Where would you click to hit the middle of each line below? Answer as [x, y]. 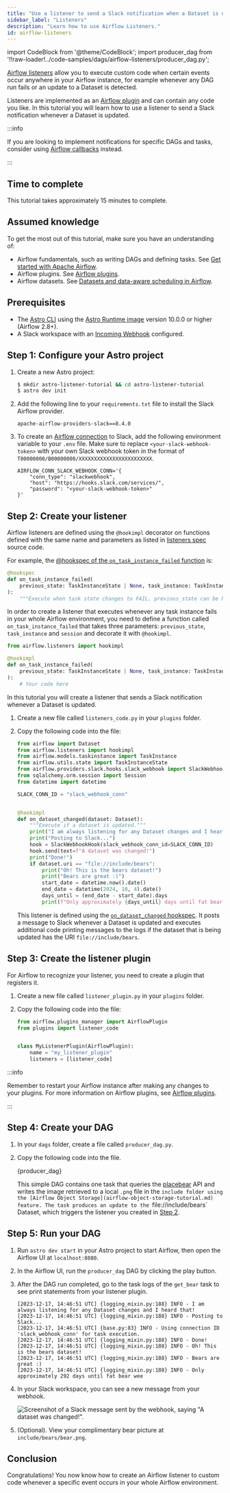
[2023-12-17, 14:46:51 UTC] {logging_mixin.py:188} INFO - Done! [112, 1340]
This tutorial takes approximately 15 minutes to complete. [87, 200]
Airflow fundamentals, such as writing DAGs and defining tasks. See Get [119, 259]
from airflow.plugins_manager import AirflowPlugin [92, 1021]
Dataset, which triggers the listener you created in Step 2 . [98, 1212]
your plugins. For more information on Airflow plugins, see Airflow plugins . [112, 1093]
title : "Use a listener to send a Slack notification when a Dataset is [113, 13]
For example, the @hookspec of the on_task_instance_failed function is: [110, 561]
